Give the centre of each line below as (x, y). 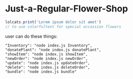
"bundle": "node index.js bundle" (41, 71)
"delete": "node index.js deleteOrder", (48, 67)
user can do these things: (31, 36)
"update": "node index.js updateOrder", (48, 63)
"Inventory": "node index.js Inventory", (49, 45)
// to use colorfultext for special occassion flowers (63, 26)
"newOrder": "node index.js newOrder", (47, 58)
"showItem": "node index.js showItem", (47, 54)
